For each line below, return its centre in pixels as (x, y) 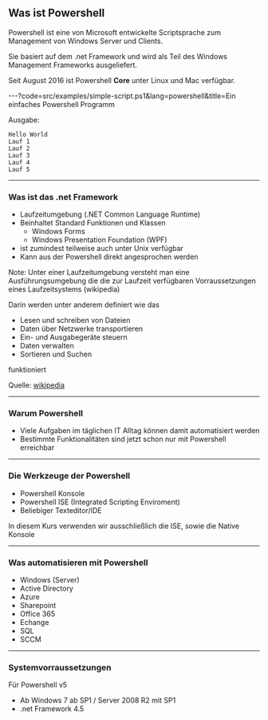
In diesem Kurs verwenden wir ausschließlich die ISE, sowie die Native (124, 526)
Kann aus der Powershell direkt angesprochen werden (109, 257)
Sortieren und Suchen (56, 354)
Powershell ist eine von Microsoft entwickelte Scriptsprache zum (115, 32)
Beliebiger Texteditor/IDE (61, 510)
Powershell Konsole (52, 493)
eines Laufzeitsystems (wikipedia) (64, 289)
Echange (34, 622)
